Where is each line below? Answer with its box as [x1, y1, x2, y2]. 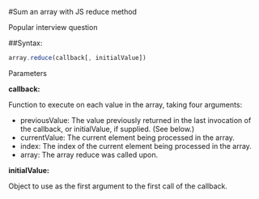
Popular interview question [8, 23, 98, 32]
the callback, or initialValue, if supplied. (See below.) [19, 124, 195, 133]
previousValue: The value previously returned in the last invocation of [19, 115, 252, 125]
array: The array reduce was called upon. [19, 150, 159, 159]
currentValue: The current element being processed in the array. [19, 133, 235, 142]
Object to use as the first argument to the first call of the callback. [8, 181, 228, 191]
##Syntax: [8, 38, 43, 48]
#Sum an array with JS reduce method [8, 7, 138, 16]
